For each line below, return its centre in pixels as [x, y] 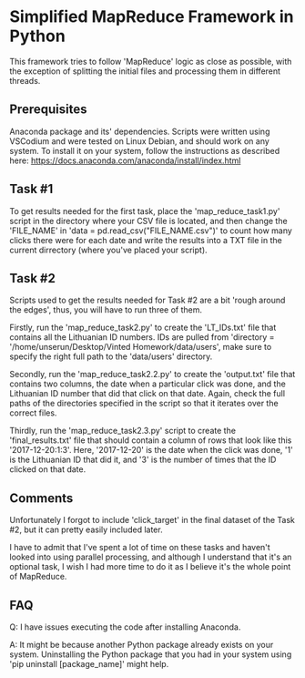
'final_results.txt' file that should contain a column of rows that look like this [151, 440]
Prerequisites [48, 110]
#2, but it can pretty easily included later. [86, 529]
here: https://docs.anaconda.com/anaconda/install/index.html [125, 160]
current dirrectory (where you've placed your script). [108, 250]
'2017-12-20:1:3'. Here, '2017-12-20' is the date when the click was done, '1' [151, 450]
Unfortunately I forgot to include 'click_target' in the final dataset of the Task [152, 520]
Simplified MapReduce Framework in [152, 17]
